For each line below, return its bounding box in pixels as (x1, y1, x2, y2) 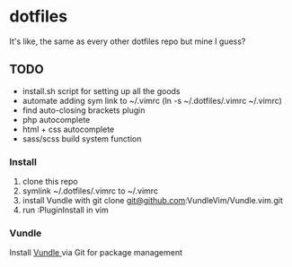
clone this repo (22, 177, 78, 187)
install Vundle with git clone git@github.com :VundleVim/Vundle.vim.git (22, 195, 283, 206)
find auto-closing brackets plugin (22, 105, 146, 116)
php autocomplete (22, 114, 91, 125)
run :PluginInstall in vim (22, 204, 110, 216)
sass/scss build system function (22, 133, 142, 144)
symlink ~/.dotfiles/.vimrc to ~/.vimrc (22, 185, 159, 196)
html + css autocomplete (22, 124, 115, 134)
